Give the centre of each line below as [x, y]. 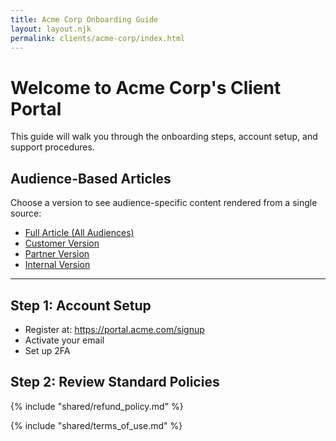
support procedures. [52, 147]
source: [26, 213]
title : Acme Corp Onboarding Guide [84, 19]
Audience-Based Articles [91, 178]
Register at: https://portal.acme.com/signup [114, 329]
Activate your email [64, 340]
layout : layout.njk [51, 29]
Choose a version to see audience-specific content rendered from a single [164, 203]
